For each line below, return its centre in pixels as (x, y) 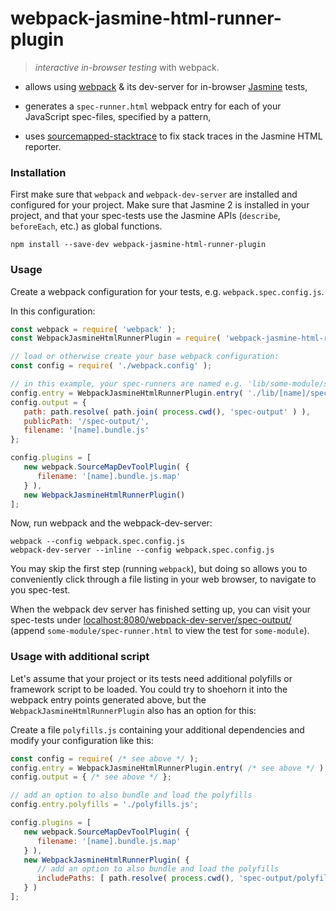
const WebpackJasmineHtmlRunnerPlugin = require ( (116, 338)
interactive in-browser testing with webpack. (127, 67)
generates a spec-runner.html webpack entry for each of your (153, 106)
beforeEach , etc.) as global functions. (86, 226)
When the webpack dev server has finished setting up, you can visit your (161, 609)
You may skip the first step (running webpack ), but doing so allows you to (159, 569)
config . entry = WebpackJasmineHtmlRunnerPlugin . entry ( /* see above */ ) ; (169, 768)
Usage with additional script (80, 657)
